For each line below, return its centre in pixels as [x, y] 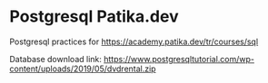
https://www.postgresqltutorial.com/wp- [179, 59]
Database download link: [56, 59]
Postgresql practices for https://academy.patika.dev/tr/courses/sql [134, 41]
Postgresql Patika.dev [94, 17]
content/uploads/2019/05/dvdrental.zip [83, 69]
